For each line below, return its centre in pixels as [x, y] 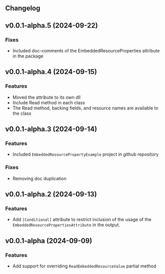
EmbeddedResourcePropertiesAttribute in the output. [66, 225]
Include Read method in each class [49, 102]
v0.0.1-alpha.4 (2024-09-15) [51, 72]
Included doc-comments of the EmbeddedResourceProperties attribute [86, 51]
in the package [28, 56]
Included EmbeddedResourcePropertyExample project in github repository [86, 154]
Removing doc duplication [39, 178]
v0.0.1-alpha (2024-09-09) [49, 241]
